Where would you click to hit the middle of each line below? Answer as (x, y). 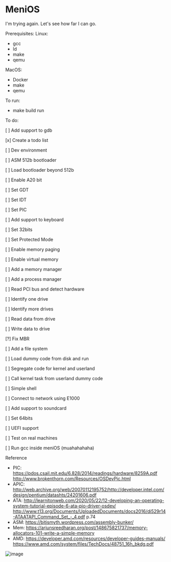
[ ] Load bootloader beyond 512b (40, 170)
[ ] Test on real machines (31, 438)
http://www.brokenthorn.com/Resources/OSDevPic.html (72, 478)
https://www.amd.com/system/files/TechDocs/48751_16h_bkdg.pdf (83, 544)
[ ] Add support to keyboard (34, 219)
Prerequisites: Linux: (27, 33)
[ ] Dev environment (26, 150)
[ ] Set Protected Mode (29, 239)
